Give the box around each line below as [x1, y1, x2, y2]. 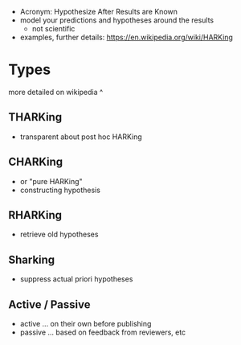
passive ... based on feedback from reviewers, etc [19, 327, 186, 337]
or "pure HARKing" [19, 176, 83, 186]
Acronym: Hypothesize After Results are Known [19, 7, 178, 16]
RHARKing [8, 208, 63, 222]
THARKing [8, 110, 63, 124]
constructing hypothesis [19, 185, 100, 195]
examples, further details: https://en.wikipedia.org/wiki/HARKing [19, 32, 233, 42]
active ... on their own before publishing [19, 319, 152, 328]
